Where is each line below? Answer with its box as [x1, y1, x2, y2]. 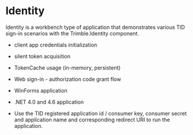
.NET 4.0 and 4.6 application [14, 98, 84, 106]
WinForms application [14, 87, 67, 94]
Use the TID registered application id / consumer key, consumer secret [14, 110, 187, 117]
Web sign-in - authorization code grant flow [14, 75, 121, 83]
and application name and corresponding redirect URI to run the [14, 116, 170, 123]
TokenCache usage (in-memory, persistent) [14, 64, 121, 71]
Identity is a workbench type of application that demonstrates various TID [5, 24, 185, 31]
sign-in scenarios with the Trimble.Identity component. [5, 29, 140, 37]
